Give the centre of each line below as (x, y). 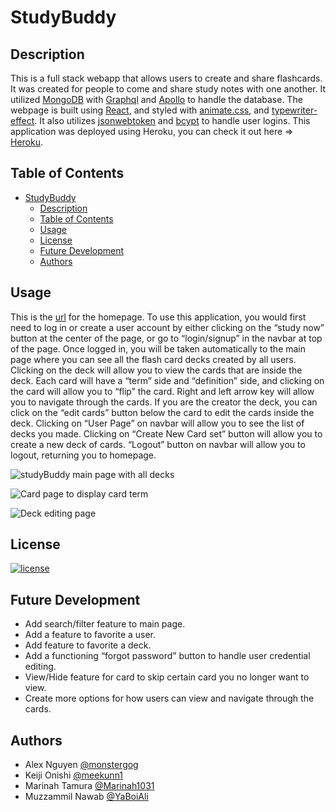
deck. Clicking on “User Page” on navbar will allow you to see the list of (157, 423)
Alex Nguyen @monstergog (81, 765)
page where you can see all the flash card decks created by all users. (153, 359)
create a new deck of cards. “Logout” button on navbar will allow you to (158, 444)
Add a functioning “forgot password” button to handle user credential (167, 656)
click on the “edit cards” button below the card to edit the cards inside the (162, 412)
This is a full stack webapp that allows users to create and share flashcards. (166, 78)
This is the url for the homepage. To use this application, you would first (158, 317)
